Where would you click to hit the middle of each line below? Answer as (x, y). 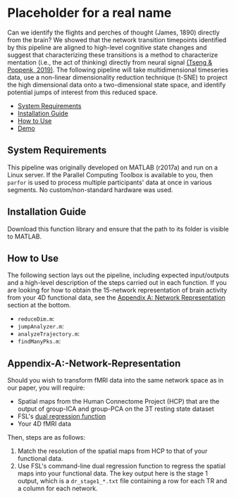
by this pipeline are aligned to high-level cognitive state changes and (107, 47)
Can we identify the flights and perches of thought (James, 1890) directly (113, 32)
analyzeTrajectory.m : (48, 334)
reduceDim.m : (36, 319)
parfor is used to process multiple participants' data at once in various (110, 182)
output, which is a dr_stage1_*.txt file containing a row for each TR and (122, 481)
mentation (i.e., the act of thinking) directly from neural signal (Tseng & (110, 62)
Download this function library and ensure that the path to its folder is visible (118, 229)
